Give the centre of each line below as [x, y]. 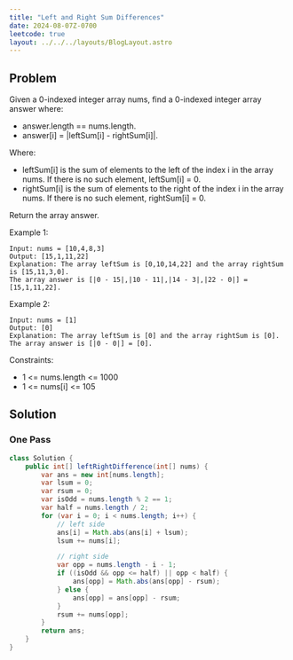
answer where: [36, 109]
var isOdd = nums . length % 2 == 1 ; [107, 499]
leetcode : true [37, 34]
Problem [33, 78]
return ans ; [63, 631]
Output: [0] [31, 328]
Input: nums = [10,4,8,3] [57, 249]
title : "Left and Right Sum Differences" [87, 17]
